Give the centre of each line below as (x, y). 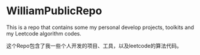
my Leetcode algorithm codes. (44, 33)
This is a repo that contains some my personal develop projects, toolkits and (100, 27)
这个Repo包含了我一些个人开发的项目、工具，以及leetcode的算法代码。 (94, 46)
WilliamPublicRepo (54, 11)
